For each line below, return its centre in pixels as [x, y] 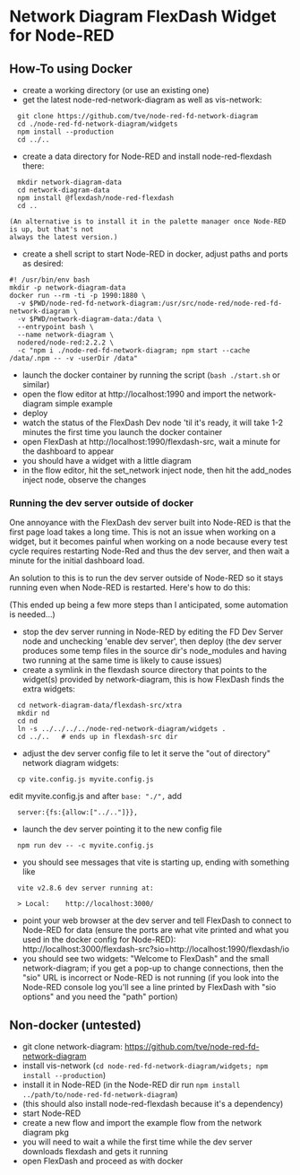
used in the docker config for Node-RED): [99, 940]
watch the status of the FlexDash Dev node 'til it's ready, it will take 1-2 [153, 422]
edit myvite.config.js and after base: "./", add [95, 796]
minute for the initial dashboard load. [77, 561]
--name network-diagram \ [66, 335]
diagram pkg [46, 1133]
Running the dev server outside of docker [102, 502]
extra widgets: [49, 689]
